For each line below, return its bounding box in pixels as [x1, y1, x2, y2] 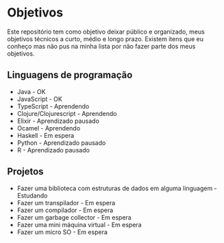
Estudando [16, 191, 48, 200]
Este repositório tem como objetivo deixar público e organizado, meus [7, 27, 206, 36]
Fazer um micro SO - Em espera [16, 228, 108, 236]
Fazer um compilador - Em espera [16, 206, 114, 214]
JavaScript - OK [16, 95, 63, 103]
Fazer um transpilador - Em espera [16, 198, 116, 207]
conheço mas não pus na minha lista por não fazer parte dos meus [7, 42, 196, 50]
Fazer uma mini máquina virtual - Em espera [16, 220, 142, 229]
